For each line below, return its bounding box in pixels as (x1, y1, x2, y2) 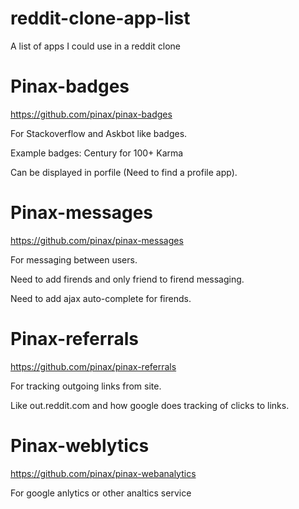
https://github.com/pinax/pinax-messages (10, 234, 184, 246)
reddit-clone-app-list (10, 7, 191, 30)
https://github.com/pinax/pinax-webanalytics (10, 467, 197, 479)
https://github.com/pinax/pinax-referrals (10, 360, 177, 372)
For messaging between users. (10, 253, 138, 266)
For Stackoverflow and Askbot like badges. (10, 127, 188, 139)
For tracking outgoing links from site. (10, 380, 162, 392)
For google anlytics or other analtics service (10, 487, 192, 499)
